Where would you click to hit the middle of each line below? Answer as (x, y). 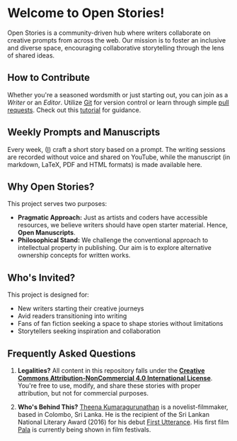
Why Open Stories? (51, 186)
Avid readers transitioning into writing (72, 316)
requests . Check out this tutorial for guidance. (74, 110)
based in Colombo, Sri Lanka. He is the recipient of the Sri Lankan (114, 414)
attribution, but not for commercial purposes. (83, 393)
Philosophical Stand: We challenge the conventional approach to (113, 240)
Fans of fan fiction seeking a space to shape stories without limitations (120, 324)
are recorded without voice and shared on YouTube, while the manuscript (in (119, 157)
